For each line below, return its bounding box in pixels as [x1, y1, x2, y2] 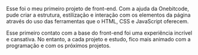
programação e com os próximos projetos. [6, 42, 111, 49]
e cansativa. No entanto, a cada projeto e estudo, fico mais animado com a [6, 36, 191, 42]
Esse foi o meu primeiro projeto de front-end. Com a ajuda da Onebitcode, [6, 5, 190, 12]
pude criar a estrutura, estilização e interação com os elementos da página [6, 11, 191, 19]
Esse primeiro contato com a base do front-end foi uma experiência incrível [6, 29, 193, 36]
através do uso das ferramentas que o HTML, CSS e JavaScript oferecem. [6, 18, 189, 25]
